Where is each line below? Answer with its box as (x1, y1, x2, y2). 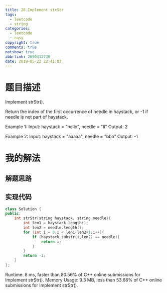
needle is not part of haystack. (5, 114, 69, 120)
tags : (5, 12, 17, 17)
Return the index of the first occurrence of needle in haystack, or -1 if (5, 109, 148, 115)
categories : (5, 26, 30, 31)
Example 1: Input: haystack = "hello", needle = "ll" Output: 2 (5, 124, 128, 130)
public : (5, 211, 22, 216)
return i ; (41, 239, 62, 244)
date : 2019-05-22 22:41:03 (5, 59, 62, 64)
